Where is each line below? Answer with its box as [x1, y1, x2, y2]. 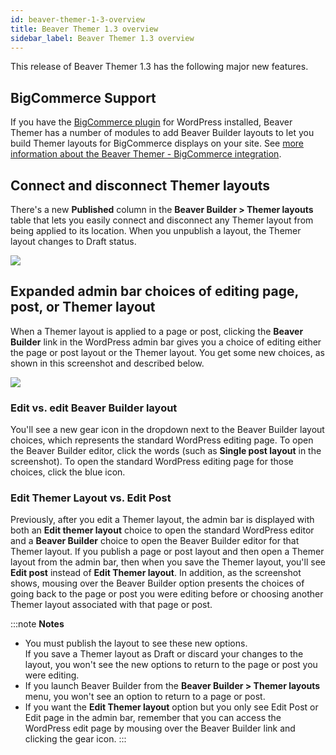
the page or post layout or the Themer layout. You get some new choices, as [10, 346, 325, 358]
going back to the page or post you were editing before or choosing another [10, 588, 324, 600]
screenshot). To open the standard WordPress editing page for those [10, 456, 294, 468]
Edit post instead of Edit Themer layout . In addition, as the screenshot [10, 567, 302, 579]
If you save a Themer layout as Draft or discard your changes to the [24, 648, 304, 660]
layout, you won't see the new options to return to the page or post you [24, 659, 318, 671]
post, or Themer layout [10, 299, 156, 316]
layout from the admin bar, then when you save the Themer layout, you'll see [10, 556, 326, 568]
